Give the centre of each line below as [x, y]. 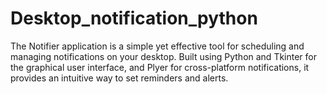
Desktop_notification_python [134, 18]
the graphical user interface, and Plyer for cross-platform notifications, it [160, 67]
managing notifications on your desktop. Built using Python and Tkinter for [164, 56]
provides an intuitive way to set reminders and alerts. [119, 78]
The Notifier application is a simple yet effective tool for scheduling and [157, 46]
